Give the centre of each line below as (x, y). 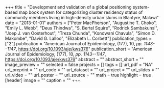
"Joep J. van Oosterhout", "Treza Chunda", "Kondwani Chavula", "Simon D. (80, 33)
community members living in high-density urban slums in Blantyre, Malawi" (82, 17)
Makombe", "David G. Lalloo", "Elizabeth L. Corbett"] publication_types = (78, 38)
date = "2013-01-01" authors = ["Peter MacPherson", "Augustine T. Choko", (81, 23)
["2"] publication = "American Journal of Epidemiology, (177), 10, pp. (74, 44)
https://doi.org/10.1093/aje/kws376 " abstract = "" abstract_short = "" (74, 59)
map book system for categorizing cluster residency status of (81, 12)
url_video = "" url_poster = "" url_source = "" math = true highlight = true (78, 75)
